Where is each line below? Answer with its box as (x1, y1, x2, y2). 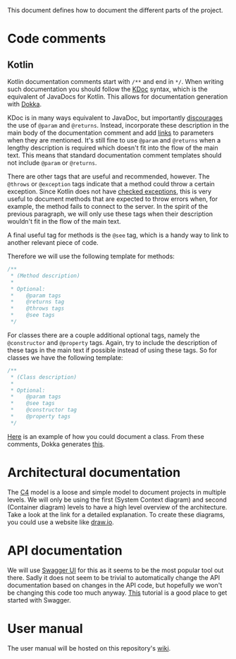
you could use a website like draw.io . (7, 518, 114, 526)
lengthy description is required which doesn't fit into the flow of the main (7, 144, 218, 152)
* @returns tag (10, 298, 65, 306)
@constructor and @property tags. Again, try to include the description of (7, 338, 218, 346)
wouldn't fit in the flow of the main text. (7, 217, 121, 225)
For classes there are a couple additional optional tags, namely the (7, 331, 200, 339)
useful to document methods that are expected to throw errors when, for (7, 195, 218, 203)
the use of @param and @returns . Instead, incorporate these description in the (7, 121, 229, 129)
